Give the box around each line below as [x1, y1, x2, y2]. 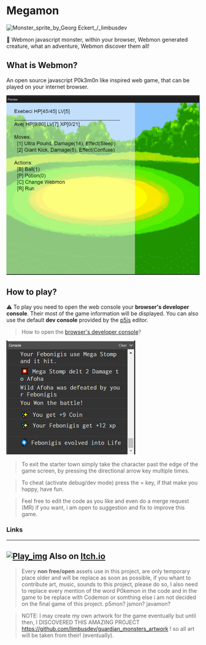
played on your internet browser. [6, 83, 89, 90]
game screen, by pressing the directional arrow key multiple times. [21, 467, 190, 474]
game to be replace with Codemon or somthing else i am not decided [21, 593, 196, 601]
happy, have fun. [21, 485, 64, 493]
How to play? [6, 287, 57, 298]
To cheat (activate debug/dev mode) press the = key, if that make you [21, 479, 198, 486]
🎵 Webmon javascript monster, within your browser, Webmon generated [6, 36, 188, 43]
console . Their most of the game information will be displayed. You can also [6, 309, 199, 317]
